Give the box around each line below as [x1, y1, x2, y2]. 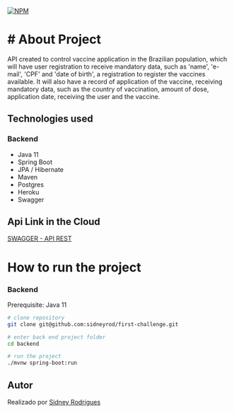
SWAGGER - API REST [7, 234, 72, 243]
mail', [7, 69, 23, 78]
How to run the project [7, 259, 141, 275]
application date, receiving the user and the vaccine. [7, 92, 160, 100]
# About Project [7, 32, 101, 47]
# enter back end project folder [7, 333, 106, 341]
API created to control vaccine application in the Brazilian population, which [7, 54, 228, 63]
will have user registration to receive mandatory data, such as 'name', [7, 62, 210, 71]
